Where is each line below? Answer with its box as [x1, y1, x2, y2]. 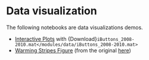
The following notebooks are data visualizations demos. [6, 24, 143, 31]
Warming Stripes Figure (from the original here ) [14, 46, 131, 54]
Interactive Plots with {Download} [14, 35, 97, 42]
